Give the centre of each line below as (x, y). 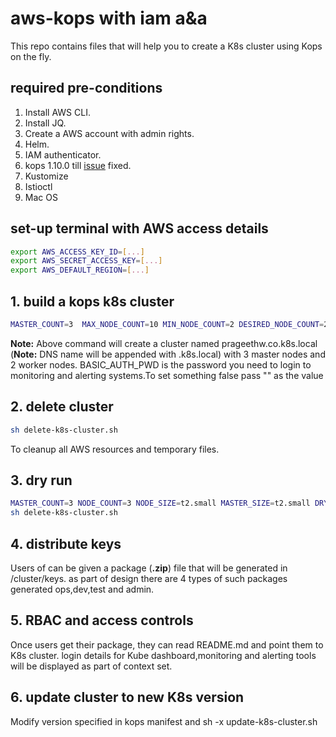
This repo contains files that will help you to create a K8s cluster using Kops (166, 46)
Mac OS (41, 197)
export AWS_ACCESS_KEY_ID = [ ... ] (77, 252)
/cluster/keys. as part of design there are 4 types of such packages (149, 578)
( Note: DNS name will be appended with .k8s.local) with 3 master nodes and (168, 354)
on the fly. (31, 56)
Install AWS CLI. (57, 112)
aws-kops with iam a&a (109, 18)
